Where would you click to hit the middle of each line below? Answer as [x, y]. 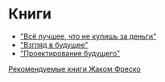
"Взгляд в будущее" [54, 44]
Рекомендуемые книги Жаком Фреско [74, 68]
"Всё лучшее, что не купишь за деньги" [88, 36]
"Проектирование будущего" [70, 53]
